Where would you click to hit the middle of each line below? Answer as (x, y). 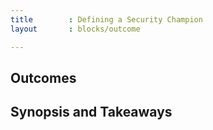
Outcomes (43, 77)
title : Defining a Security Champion (106, 19)
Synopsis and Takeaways (91, 112)
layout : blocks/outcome (75, 29)
